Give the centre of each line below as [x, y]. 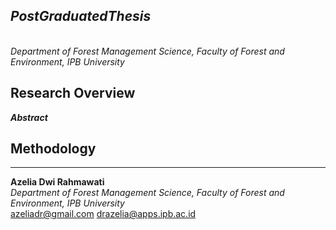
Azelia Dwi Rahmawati [57, 182]
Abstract [29, 117]
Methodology [53, 149]
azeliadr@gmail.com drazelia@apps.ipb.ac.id [103, 214]
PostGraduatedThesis [81, 16]
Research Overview [73, 93]
